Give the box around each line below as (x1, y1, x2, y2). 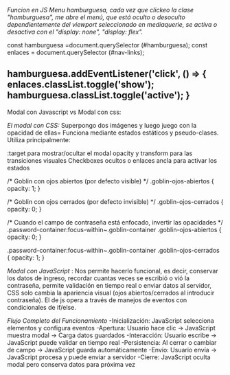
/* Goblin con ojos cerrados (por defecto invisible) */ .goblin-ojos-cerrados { (7, 197, 224, 205)
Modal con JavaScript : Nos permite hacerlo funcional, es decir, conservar (7, 266, 218, 275)
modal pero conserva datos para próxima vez (7, 360, 136, 368)
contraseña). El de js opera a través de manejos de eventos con (7, 295, 187, 304)
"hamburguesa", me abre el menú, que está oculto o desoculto (7, 13, 185, 21)
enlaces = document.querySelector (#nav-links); (7, 48, 145, 56)
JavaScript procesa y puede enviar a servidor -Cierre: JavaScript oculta (7, 353, 211, 361)
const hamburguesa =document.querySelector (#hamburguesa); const (7, 41, 208, 49)
